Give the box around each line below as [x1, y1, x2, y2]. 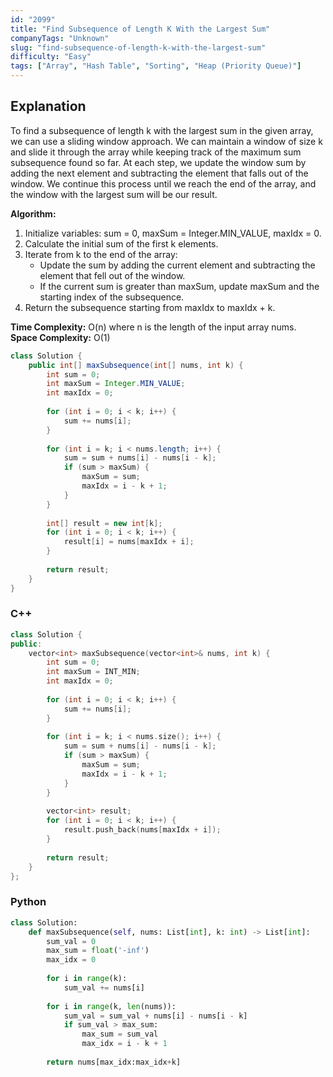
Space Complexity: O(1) [10, 331, 111, 343]
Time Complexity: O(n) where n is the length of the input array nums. [10, 321, 297, 333]
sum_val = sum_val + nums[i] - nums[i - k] [63, 1011, 248, 1021]
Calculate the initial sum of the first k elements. [24, 237, 219, 250]
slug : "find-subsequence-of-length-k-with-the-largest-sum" [10, 42, 267, 53]
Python [10, 895, 47, 909]
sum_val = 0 [46, 936, 97, 946]
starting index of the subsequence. [39, 291, 185, 303]
